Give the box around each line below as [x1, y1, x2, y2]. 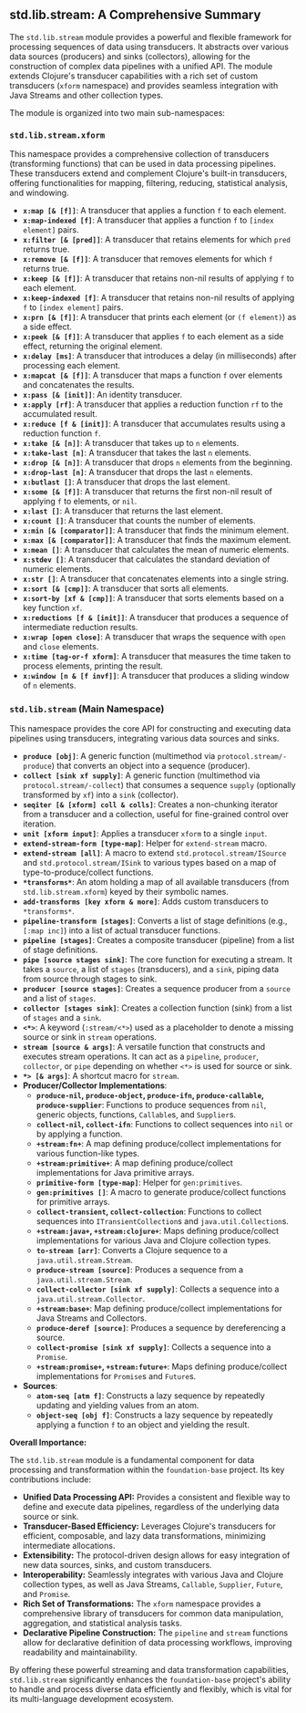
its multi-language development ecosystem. [9, 1694, 175, 1705]
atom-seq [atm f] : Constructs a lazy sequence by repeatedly [36, 1390, 266, 1401]
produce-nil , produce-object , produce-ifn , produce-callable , [36, 1090, 264, 1101]
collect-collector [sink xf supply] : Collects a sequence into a [36, 1283, 280, 1294]
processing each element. [22, 360, 121, 371]
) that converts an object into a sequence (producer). [51, 761, 250, 772]
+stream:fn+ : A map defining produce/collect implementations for [36, 1138, 282, 1149]
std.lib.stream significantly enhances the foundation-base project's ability [9, 1674, 291, 1686]
